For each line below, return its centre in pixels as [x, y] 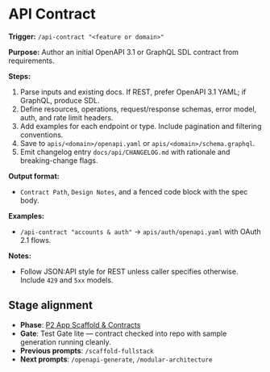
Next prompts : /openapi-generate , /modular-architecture [116, 359]
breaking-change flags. [59, 160]
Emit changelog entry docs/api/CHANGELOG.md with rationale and [125, 152]
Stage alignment [50, 305]
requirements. [31, 61]
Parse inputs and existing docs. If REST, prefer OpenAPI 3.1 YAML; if [133, 92]
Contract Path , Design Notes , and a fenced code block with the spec [134, 191]
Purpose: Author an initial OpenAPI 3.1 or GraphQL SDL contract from [124, 52]
